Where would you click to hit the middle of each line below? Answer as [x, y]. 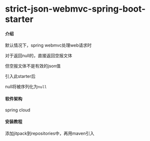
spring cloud [18, 110]
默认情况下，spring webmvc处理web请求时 [48, 45]
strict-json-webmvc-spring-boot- [75, 9]
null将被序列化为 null [26, 87]
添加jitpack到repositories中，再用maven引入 [50, 133]
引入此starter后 [20, 76]
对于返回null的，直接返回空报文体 [39, 56]
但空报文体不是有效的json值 [33, 66]
